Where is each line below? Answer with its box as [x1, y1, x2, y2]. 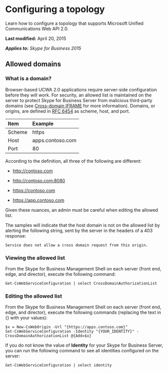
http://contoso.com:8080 [12, 177, 65, 183]
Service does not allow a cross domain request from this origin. [5, 243, 148, 248]
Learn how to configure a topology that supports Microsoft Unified [5, 20, 144, 26]
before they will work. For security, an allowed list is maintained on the [5, 92, 152, 98]
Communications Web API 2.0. [5, 25, 69, 31]
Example [32, 120, 54, 127]
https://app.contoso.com [12, 197, 65, 203]
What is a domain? [5, 75, 52, 82]
